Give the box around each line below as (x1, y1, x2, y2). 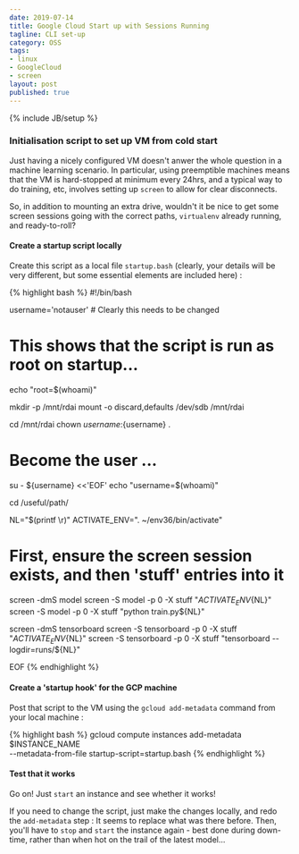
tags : (9, 47, 29, 55)
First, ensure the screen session (9, 546, 253, 566)
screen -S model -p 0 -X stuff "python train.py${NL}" (9, 605, 205, 617)
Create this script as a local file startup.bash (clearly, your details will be (9, 260, 276, 271)
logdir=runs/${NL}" (9, 645, 81, 655)
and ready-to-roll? (9, 220, 76, 231)
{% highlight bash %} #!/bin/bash (9, 287, 132, 298)
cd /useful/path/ (9, 497, 69, 508)
